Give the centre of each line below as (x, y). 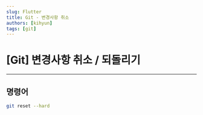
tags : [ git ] (21, 29)
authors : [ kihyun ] (29, 23)
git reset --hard (28, 106)
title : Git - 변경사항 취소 (38, 17)
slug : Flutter (24, 12)
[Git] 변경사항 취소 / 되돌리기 (73, 60)
